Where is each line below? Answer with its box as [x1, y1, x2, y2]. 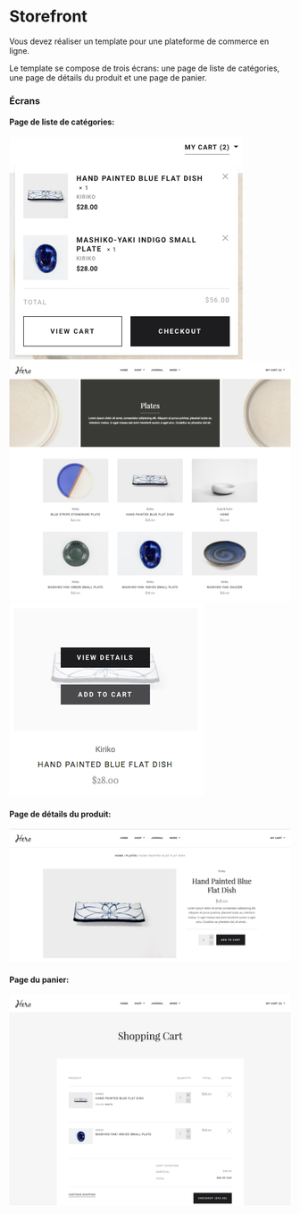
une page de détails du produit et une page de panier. [9, 72, 207, 82]
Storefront [9, 6, 87, 27]
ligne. [9, 45, 29, 56]
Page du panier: [9, 974, 70, 985]
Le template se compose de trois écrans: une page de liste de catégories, [9, 63, 280, 73]
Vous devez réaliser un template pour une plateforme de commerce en [9, 36, 270, 47]
